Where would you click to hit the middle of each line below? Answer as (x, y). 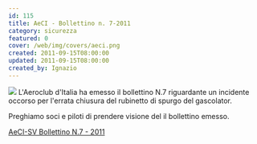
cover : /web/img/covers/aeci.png (64, 46)
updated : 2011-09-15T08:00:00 (59, 61)
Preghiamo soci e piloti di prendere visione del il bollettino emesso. (119, 116)
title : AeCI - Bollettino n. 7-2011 (69, 23)
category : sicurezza (43, 31)
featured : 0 (28, 38)
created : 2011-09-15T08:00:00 (59, 53)
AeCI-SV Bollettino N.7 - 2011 (57, 132)
